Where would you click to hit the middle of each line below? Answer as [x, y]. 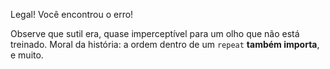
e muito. [27, 55]
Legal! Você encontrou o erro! [72, 14]
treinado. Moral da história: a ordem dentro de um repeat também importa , [165, 44]
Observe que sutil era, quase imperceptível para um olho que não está [155, 33]
